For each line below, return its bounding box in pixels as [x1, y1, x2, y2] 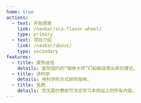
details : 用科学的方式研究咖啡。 [17, 76, 92, 82]
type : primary [17, 32, 53, 38]
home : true [6, 8, 34, 15]
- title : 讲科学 [12, 71, 50, 77]
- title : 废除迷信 [12, 59, 55, 65]
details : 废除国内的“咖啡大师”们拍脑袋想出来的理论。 [17, 65, 138, 71]
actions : [6, 15, 29, 21]
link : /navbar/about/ [17, 43, 72, 49]
